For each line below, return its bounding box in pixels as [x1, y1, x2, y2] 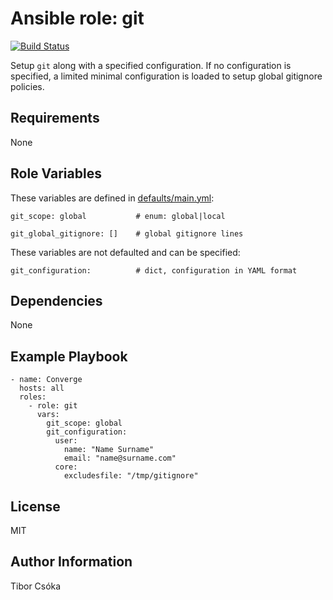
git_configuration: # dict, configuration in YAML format [10, 265, 298, 276]
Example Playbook [10, 348, 128, 365]
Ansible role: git [10, 7, 145, 30]
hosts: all [19, 383, 65, 394]
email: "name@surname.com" [63, 453, 177, 464]
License [10, 498, 61, 515]
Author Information [10, 553, 133, 571]
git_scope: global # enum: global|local [10, 211, 226, 221]
